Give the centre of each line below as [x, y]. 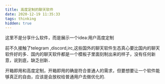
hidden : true [18, 23]
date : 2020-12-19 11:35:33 [33, 14]
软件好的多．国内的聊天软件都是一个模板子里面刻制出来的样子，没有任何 [78, 54]
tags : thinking [21, 19]
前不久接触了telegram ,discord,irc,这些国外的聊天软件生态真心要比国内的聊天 [82, 48]
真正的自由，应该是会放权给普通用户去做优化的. [57, 77]
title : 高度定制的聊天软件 [29, 10]
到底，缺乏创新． [35, 60]
